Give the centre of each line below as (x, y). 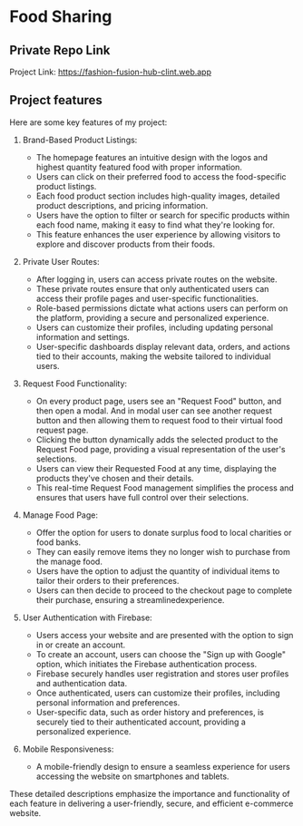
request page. (62, 430)
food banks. (59, 542)
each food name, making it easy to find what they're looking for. (155, 225)
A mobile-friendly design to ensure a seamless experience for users (163, 766)
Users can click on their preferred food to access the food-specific (161, 176)
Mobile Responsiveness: (68, 749)
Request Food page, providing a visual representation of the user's (161, 449)
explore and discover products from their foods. (126, 244)
